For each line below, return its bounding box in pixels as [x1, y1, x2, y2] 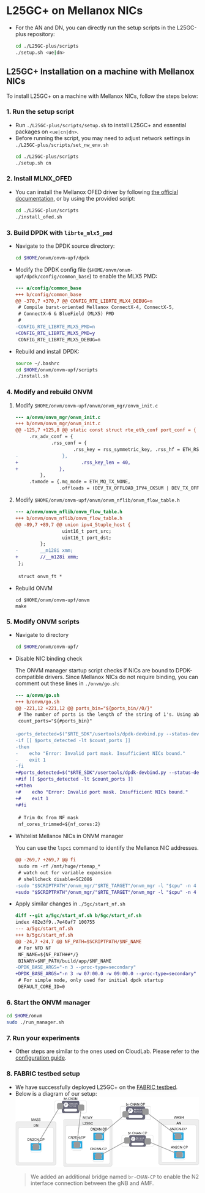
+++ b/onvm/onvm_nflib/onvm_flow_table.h [15, 515, 122, 521]
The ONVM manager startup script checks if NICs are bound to [15, 666, 174, 674]
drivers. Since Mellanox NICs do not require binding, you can [45, 673, 198, 680]
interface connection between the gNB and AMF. [30, 1180, 154, 1187]
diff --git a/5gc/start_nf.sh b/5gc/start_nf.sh [15, 913, 142, 919]
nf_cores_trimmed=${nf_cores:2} [18, 821, 101, 828]
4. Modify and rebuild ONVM [6, 388, 93, 396]
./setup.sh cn [15, 160, 51, 166]
